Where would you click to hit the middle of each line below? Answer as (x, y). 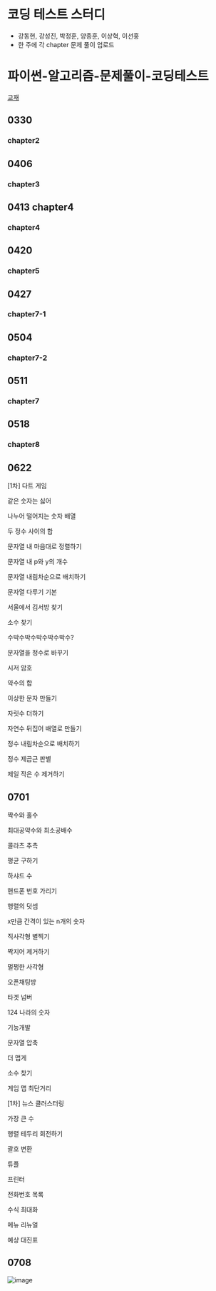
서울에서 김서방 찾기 (35, 607)
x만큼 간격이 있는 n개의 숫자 (46, 921)
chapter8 (24, 445)
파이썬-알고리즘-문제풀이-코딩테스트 (108, 76)
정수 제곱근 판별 (30, 759)
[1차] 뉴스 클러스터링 (36, 1103)
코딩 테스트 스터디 (56, 15)
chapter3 (24, 184)
